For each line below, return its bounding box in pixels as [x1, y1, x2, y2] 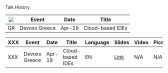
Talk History [5, 4, 30, 10]
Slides [114, 39, 129, 45]
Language [84, 39, 109, 45]
